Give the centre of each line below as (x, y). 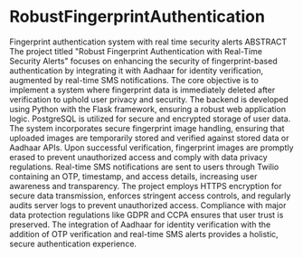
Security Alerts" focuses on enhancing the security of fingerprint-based (143, 61)
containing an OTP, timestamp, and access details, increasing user (133, 176)
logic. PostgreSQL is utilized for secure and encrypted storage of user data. (150, 119)
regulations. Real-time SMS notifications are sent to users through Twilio (144, 167)
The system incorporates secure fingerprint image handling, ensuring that (147, 128)
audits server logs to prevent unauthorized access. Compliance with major (148, 205)
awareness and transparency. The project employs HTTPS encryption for (146, 186)
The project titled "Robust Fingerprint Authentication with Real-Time (136, 51)
